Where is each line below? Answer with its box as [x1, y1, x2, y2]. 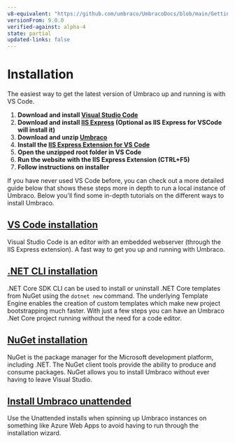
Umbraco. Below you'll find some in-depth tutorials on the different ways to [7, 191, 225, 200]
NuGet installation [7, 334, 88, 346]
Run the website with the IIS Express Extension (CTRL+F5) [17, 156, 190, 164]
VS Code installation [7, 219, 98, 231]
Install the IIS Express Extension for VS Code [17, 141, 150, 149]
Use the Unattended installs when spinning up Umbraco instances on [7, 414, 207, 423]
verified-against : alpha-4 [7, 23, 86, 30]
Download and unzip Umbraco [17, 133, 108, 142]
